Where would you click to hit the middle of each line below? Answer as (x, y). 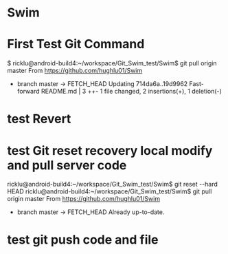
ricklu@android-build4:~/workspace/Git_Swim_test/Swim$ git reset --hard (113, 184)
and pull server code (67, 165)
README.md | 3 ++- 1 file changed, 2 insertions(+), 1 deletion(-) (131, 92)
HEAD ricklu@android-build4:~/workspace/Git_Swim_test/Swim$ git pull (110, 191)
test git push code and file (83, 240)
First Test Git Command (76, 44)
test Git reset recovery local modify (110, 150)
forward (28, 92)
